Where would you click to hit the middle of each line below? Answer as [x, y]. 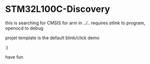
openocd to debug [24, 28]
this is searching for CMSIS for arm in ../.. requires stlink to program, [75, 23]
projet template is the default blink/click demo [52, 38]
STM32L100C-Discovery [58, 9]
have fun [14, 57]
